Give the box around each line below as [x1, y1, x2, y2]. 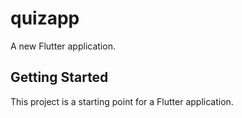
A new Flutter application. [10, 40, 116, 52]
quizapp [10, 7, 80, 30]
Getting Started [10, 69, 109, 86]
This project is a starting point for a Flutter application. [10, 95, 234, 107]
